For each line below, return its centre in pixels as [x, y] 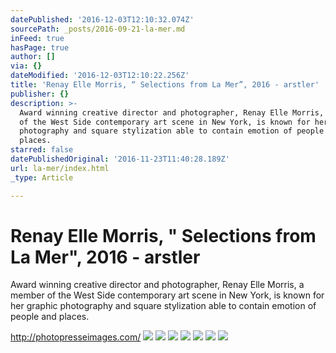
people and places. [50, 317]
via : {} [26, 66]
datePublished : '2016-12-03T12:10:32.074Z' [102, 19]
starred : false [42, 150]
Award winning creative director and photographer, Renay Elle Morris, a [157, 285]
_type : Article [42, 177]
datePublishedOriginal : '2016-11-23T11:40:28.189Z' [120, 159]
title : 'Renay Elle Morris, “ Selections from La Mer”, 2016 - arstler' [165, 85]
